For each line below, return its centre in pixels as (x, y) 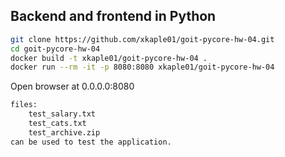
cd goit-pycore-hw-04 (55, 49)
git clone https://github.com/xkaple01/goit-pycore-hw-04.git (142, 39)
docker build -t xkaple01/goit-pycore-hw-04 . (109, 58)
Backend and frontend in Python (113, 16)
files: (24, 105)
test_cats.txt (57, 124)
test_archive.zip (64, 132)
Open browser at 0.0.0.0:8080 (72, 86)
